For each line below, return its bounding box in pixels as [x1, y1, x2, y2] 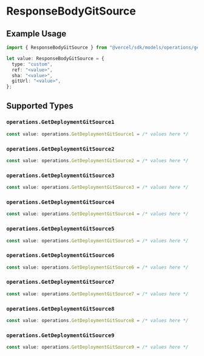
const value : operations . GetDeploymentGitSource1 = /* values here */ [6, 131, 189, 137]
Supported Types [6, 100, 74, 111]
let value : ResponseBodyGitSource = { [6, 55, 104, 61]
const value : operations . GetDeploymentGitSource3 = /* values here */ [6, 184, 189, 191]
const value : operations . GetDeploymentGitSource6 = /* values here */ [6, 264, 189, 270]
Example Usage [6, 29, 67, 39]
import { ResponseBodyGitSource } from [6, 44, 107, 50]
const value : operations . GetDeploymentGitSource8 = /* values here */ [6, 318, 189, 324]
